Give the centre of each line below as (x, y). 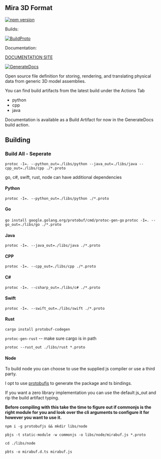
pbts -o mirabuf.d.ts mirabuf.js (39, 452)
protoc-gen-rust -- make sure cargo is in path (51, 338)
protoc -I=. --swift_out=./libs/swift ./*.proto (55, 308)
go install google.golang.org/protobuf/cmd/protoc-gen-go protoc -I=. (77, 220)
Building (18, 140)
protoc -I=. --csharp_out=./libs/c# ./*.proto (53, 287)
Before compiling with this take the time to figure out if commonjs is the (78, 407)
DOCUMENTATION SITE (29, 57)
